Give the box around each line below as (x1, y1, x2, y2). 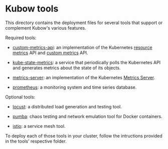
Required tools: (5, 35, 37, 41)
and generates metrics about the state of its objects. (12, 65, 121, 71)
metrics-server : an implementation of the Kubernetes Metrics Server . (12, 74, 155, 80)
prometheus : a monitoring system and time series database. (12, 84, 137, 90)
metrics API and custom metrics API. (12, 50, 89, 56)
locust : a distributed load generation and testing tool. (12, 103, 122, 109)
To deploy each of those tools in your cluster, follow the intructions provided (5, 132, 163, 138)
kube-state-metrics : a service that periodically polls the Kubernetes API (12, 59, 161, 65)
